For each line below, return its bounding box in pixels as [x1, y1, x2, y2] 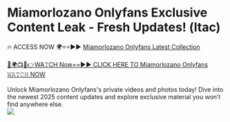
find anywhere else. [7, 100, 64, 108]
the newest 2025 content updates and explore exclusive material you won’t [7, 92, 221, 101]
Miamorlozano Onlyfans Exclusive [7, 5, 208, 21]
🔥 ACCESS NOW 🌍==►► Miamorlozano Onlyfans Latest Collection [7, 43, 200, 51]
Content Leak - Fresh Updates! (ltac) [7, 19, 221, 35]
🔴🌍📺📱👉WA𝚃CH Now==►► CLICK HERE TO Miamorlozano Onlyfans [7, 60, 209, 68]
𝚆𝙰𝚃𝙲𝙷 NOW [7, 70, 46, 79]
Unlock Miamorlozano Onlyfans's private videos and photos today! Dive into [7, 85, 224, 94]
